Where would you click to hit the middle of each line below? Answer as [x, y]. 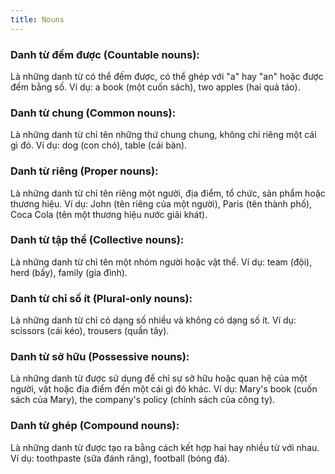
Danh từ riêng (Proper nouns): [84, 171]
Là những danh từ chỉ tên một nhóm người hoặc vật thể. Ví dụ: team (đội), [161, 262]
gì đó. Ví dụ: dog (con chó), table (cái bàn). [99, 145]
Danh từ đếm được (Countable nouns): [105, 54]
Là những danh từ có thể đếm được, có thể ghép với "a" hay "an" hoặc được [167, 76]
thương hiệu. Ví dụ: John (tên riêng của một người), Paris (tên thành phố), [161, 203]
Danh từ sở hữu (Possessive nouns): [100, 357]
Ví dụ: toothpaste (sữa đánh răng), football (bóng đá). [120, 458]
